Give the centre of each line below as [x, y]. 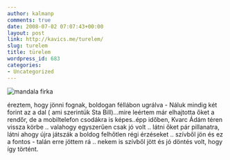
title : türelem [29, 53]
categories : [24, 65]
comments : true [29, 20]
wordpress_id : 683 [34, 59]
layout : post [26, 33]
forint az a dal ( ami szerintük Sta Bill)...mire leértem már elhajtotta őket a [111, 112]
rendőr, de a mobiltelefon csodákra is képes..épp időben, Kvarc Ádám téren [115, 119]
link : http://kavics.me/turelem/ [55, 39]
